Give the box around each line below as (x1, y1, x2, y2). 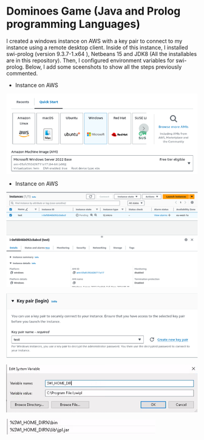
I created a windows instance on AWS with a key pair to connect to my (6, 37, 183, 44)
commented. (6, 69, 38, 77)
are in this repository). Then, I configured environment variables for (6, 57, 175, 64)
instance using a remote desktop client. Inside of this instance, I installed (6, 44, 188, 51)
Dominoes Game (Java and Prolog (6, 4, 181, 18)
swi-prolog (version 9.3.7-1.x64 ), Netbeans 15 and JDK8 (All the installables (6, 50, 197, 57)
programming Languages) (6, 17, 141, 31)
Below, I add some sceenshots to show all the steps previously (25, 63, 182, 71)
